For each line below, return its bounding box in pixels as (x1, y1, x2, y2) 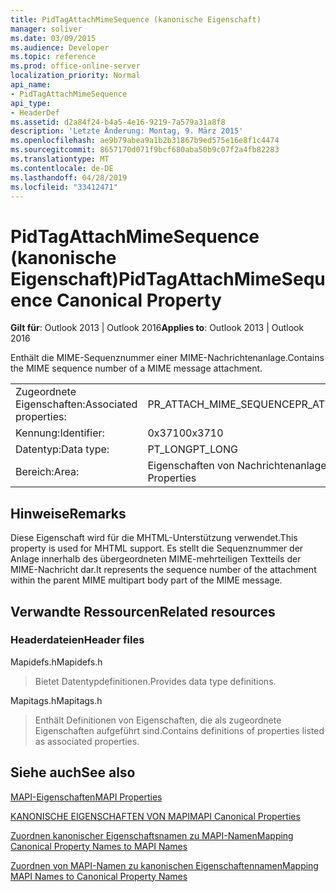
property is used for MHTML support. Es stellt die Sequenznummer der (10, 542, 304, 555)
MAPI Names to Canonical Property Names (10, 870, 188, 882)
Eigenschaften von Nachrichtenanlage (147, 459, 327, 473)
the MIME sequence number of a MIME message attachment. (10, 362, 263, 375)
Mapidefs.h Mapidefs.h (10, 656, 103, 668)
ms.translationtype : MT (10, 154, 110, 164)
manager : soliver (10, 24, 83, 34)
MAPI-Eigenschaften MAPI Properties (10, 791, 163, 803)
